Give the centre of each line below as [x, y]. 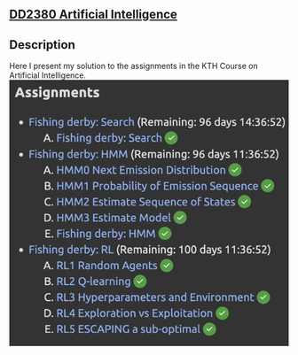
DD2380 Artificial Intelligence [93, 15]
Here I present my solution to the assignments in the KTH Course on [134, 66]
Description [42, 45]
